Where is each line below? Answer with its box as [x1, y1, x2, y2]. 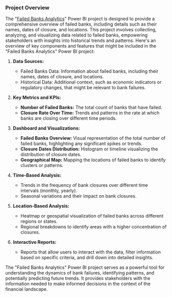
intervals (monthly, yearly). [20, 187, 78, 194]
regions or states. [20, 218, 58, 224]
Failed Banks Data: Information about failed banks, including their [20, 68, 159, 74]
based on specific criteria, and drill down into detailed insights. [20, 254, 154, 261]
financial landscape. [5, 286, 48, 292]
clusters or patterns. [20, 162, 64, 168]
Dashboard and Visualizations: [12, 125, 81, 132]
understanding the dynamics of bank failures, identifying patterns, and [5, 270, 155, 276]
